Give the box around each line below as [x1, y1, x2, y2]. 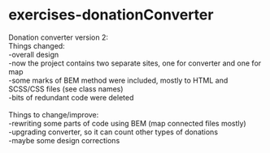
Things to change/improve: [8, 109, 99, 119]
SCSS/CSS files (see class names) [8, 83, 124, 94]
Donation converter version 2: [8, 32, 108, 42]
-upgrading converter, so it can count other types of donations [8, 127, 218, 137]
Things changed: [8, 40, 65, 50]
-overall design [8, 49, 59, 59]
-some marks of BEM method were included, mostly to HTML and [8, 75, 229, 85]
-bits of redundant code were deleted [8, 92, 134, 102]
